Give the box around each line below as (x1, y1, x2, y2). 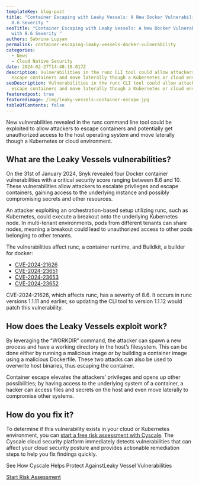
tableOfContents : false (6, 102, 65, 108)
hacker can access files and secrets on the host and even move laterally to (6, 386, 188, 394)
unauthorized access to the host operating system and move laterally (6, 131, 175, 138)
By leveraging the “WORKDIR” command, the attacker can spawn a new (6, 337, 182, 344)
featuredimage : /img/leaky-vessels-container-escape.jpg (6, 96, 150, 102)
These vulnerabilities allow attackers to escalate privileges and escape (6, 183, 179, 190)
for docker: (6, 250, 34, 257)
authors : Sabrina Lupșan (6, 36, 68, 42)
